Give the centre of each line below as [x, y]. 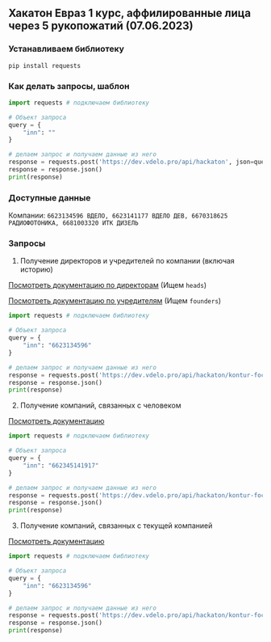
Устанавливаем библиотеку [67, 49]
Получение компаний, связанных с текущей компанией [116, 526]
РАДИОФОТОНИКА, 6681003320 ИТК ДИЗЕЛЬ [73, 223]
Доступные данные [50, 197]
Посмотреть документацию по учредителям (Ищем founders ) [115, 301]
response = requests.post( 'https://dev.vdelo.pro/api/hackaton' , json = [131, 162]
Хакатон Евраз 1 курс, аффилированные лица [130, 13]
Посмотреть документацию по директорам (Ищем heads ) [108, 285]
